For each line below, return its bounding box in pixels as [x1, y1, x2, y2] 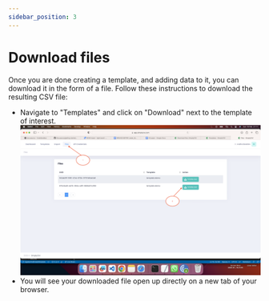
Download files [8, 48, 110, 66]
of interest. [19, 116, 56, 126]
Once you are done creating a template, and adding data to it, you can [8, 74, 239, 84]
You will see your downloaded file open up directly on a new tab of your [19, 276, 258, 286]
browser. [19, 284, 50, 294]
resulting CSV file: [8, 92, 68, 102]
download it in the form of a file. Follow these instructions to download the [8, 83, 254, 93]
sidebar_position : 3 [8, 13, 78, 21]
